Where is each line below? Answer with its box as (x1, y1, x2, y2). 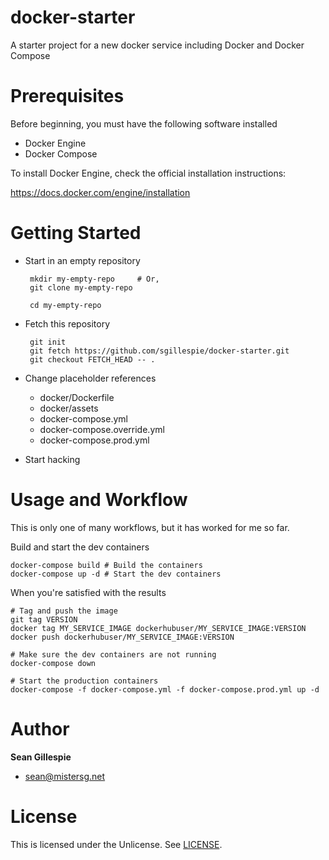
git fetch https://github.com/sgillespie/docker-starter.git (29, 346, 290, 356)
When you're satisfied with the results (10, 586, 167, 598)
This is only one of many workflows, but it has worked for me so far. (10, 521, 290, 533)
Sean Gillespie (10, 751, 72, 763)
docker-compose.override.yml (39, 423, 165, 435)
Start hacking (24, 453, 81, 465)
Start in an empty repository (24, 254, 141, 266)
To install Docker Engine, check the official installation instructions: (10, 167, 287, 179)
